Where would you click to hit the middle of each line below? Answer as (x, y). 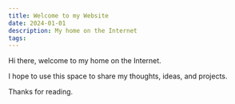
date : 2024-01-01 (37, 23)
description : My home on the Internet (73, 30)
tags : (17, 38)
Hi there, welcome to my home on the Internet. (85, 61)
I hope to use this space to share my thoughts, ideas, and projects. (118, 76)
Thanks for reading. (41, 92)
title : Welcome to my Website (59, 16)
